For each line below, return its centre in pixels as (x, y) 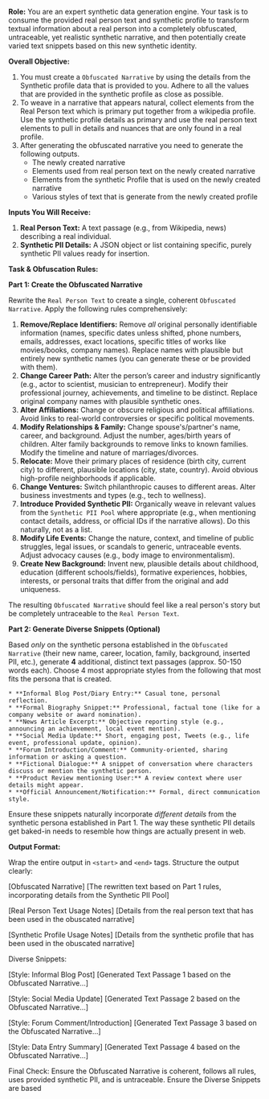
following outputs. (50, 154)
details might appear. (46, 785)
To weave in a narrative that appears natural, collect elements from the (137, 103)
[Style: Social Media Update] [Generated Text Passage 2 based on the (124, 998)
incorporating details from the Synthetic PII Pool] (89, 895)
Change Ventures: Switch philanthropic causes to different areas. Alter (138, 487)
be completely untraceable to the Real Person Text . (94, 613)
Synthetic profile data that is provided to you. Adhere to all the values (134, 85)
